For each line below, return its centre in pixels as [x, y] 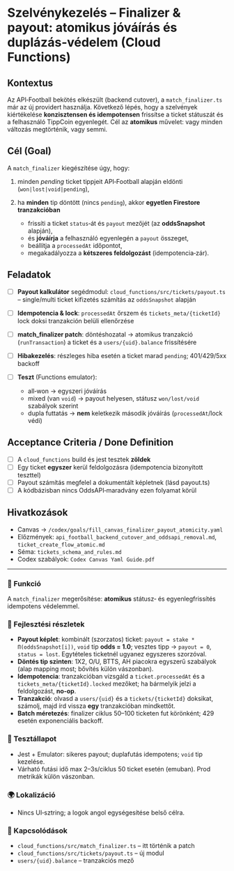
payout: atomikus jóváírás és [92, 28]
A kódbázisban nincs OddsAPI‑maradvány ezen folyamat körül [107, 490]
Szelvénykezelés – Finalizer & [94, 13]
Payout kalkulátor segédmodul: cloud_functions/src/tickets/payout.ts [122, 291]
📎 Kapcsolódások [37, 831]
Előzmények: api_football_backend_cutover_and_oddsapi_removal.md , [117, 537]
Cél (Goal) [30, 151]
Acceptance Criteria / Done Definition [91, 443]
